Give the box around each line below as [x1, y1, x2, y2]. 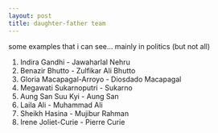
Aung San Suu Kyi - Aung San [19, 91, 119, 101]
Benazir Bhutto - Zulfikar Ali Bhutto [19, 65, 136, 75]
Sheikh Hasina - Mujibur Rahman [19, 108, 130, 118]
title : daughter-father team [8, 19, 106, 27]
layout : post [8, 11, 52, 20]
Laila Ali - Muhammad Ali [19, 100, 103, 110]
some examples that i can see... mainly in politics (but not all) [8, 41, 211, 51]
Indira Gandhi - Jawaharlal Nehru [19, 57, 130, 67]
